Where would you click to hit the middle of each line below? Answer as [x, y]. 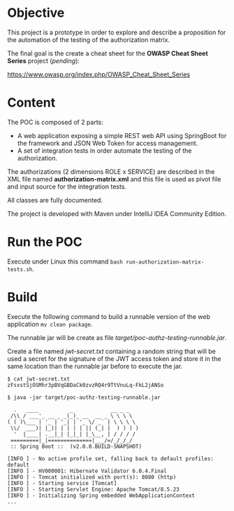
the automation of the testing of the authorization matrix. [88, 39]
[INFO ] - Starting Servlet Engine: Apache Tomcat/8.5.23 [93, 489]
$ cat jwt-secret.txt [39, 379]
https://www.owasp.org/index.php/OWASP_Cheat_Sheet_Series [99, 74]
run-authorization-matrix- [165, 262]
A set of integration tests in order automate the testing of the [104, 150]
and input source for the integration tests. [67, 186]
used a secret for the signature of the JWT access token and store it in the [114, 358]
